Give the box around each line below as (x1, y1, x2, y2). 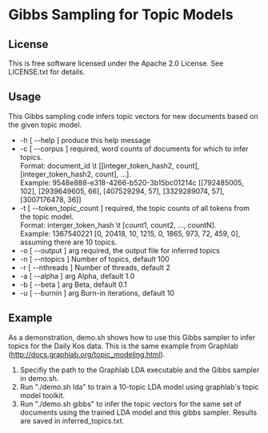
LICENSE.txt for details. (8, 67, 86, 77)
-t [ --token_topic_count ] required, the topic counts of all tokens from (19, 203, 250, 213)
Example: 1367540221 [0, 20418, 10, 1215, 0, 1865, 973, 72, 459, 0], (19, 228, 241, 238)
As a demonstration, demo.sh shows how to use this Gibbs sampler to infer (8, 332, 256, 342)
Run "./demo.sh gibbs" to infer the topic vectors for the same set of (19, 399, 242, 408)
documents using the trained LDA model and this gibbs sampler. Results (19, 407, 258, 417)
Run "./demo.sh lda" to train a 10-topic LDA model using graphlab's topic (19, 382, 259, 391)
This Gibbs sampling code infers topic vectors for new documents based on (8, 111, 258, 121)
